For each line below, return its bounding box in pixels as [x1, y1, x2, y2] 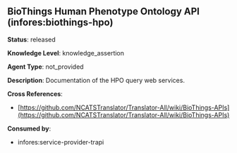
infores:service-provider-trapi [17, 138, 104, 146]
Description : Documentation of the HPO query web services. [7, 76, 186, 84]
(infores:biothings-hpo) [7, 17, 114, 29]
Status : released [7, 35, 56, 44]
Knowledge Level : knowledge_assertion [7, 48, 125, 57]
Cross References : [7, 89, 63, 98]
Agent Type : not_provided [7, 62, 84, 71]
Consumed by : [7, 124, 51, 133]
